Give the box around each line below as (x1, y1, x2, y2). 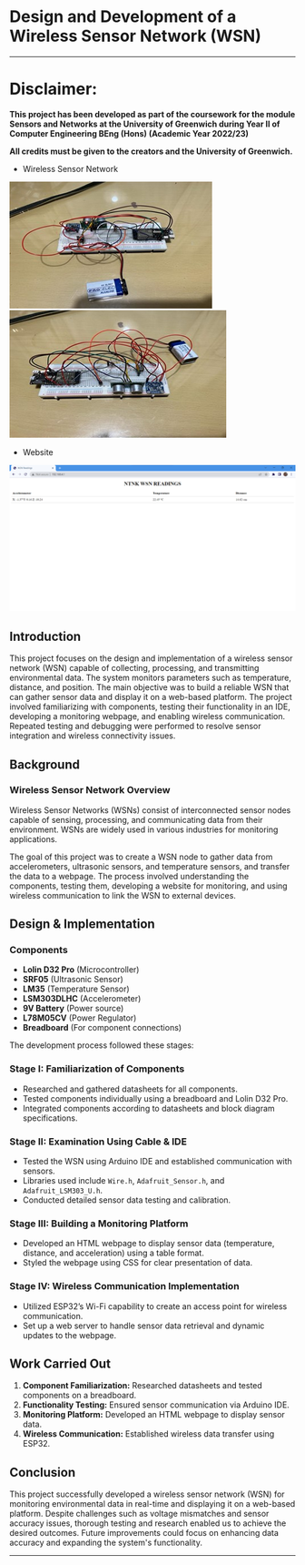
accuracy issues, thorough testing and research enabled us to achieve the (9, 1518, 287, 1529)
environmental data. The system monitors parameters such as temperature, (9, 672, 292, 684)
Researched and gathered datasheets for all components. (22, 1083, 238, 1094)
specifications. (22, 1113, 78, 1123)
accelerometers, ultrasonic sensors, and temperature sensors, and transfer (9, 860, 290, 871)
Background (9, 757, 80, 772)
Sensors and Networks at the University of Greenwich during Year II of (9, 118, 280, 129)
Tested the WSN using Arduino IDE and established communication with (22, 1156, 292, 1167)
